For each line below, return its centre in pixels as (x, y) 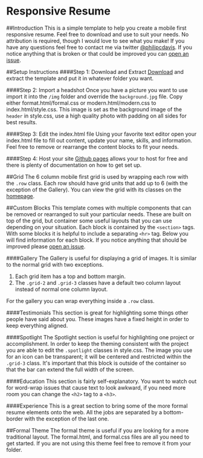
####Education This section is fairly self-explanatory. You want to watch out (101, 381)
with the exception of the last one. (66, 419)
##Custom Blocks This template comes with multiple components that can (99, 208)
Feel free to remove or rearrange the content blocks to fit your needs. (93, 147)
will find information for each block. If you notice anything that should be (97, 240)
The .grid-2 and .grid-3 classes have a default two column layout (98, 282)
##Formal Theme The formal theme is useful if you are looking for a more (98, 430)
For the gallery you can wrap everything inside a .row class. (81, 300)
